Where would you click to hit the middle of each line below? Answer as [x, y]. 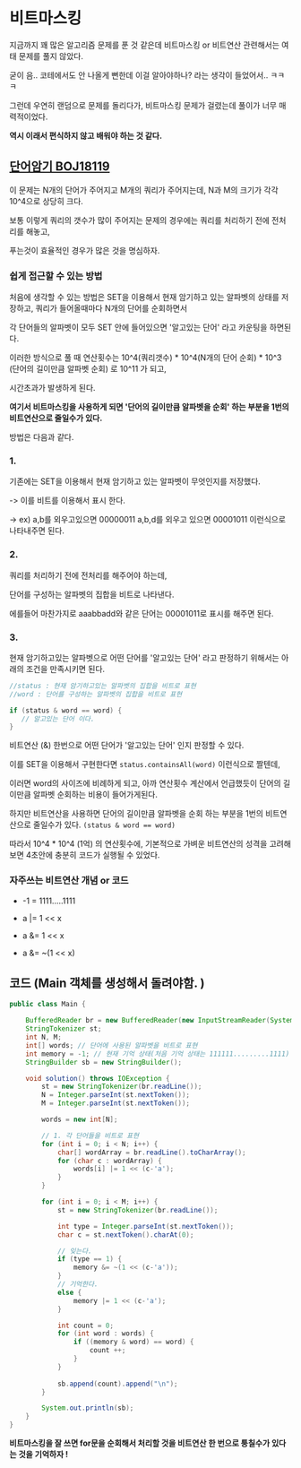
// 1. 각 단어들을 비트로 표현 [90, 1136]
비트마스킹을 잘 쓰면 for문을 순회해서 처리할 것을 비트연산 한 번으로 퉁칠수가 [140, 1443]
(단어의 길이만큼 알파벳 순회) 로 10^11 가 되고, [88, 369]
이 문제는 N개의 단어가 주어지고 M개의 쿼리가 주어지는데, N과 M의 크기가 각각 [144, 190]
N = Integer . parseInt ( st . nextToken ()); [116, 1095]
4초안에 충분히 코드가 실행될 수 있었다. [93, 855]
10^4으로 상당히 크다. [46, 201]
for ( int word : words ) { [105, 1334]
